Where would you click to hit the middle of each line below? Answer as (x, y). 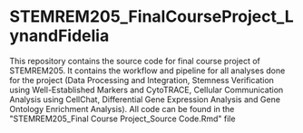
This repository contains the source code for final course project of (135, 61)
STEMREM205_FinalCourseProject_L (152, 17)
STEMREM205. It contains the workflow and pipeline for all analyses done (147, 71)
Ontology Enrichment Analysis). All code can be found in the (122, 109)
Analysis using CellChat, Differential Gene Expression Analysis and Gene (145, 99)
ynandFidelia (59, 36)
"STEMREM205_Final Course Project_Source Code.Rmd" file (122, 119)
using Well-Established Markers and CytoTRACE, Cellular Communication (147, 90)
